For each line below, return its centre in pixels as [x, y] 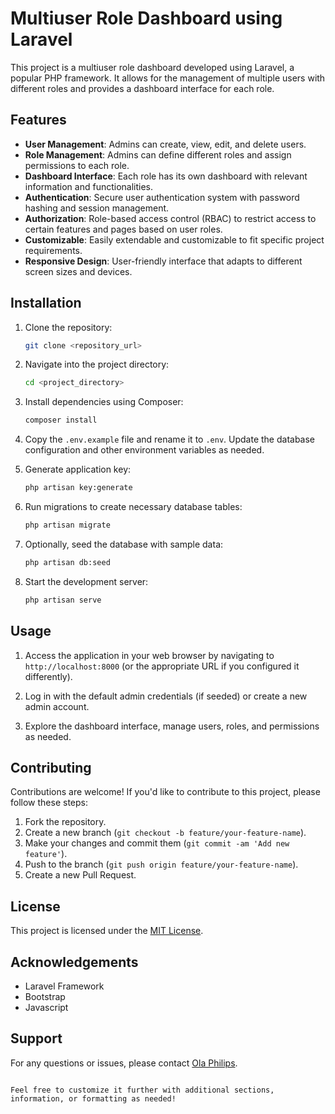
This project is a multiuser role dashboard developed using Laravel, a [152, 67]
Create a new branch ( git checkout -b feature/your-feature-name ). [165, 833]
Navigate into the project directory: [97, 364]
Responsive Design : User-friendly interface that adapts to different [163, 261]
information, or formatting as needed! [93, 1098]
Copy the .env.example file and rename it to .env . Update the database [170, 439]
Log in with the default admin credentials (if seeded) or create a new [166, 696]
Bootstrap [45, 996]
